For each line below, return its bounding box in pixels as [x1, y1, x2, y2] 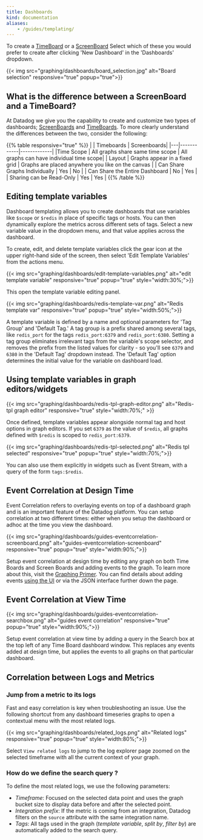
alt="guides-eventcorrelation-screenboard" [53, 539, 162, 546]
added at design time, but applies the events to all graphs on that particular [6, 648, 194, 655]
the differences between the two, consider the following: [6, 130, 148, 137]
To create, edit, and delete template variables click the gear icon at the [6, 245, 182, 252]
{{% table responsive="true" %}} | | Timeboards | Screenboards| [6, 142, 168, 149]
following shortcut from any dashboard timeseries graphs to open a [6, 711, 175, 718]
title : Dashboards [6, 9, 53, 15]
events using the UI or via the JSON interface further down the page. [6, 577, 178, 584]
